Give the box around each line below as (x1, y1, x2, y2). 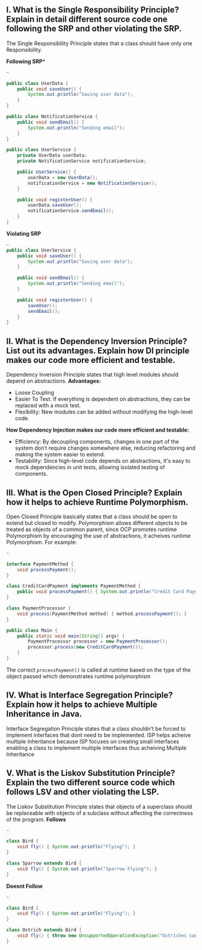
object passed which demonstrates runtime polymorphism (6, 672, 151, 680)
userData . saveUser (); (28, 202, 82, 209)
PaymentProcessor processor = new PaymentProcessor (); (28, 638, 168, 644)
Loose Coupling (14, 389, 55, 397)
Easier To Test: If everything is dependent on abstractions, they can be (14, 395, 191, 403)
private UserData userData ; (17, 153, 87, 159)
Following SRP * (6, 57, 46, 65)
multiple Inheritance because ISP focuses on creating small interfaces (6, 738, 179, 745)
